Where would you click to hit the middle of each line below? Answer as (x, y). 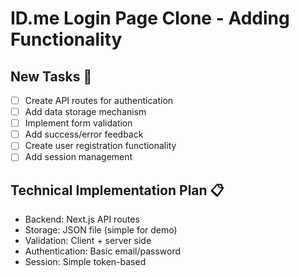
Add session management (78, 157)
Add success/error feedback (84, 134)
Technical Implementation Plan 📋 (117, 190)
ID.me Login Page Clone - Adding (150, 18)
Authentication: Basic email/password (103, 251)
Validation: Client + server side (88, 241)
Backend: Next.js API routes (82, 219)
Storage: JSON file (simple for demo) (101, 230)
